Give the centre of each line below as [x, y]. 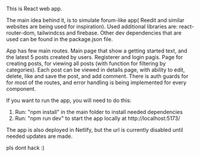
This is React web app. [34, 9]
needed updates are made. [40, 136]
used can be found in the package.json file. [60, 39]
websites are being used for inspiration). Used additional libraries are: [92, 27]
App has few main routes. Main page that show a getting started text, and [97, 51]
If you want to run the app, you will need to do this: [69, 100]
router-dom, [21, 33]
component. [21, 89]
